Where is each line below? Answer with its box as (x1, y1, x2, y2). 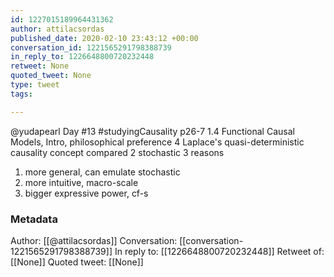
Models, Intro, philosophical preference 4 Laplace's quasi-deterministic (10, 136, 305, 148)
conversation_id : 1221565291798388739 (10, 42, 172, 53)
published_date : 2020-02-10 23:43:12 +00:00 (10, 33, 199, 43)
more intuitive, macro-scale (24, 176, 139, 188)
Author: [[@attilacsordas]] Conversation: (10, 234, 178, 246)
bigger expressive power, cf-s (24, 187, 149, 199)
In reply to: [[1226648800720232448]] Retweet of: (114, 245, 325, 257)
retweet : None (10, 61, 70, 71)
